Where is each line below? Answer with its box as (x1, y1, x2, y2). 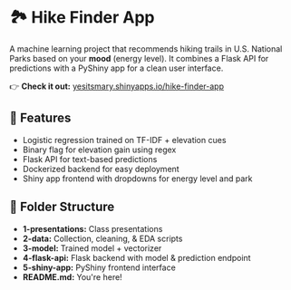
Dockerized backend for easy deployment (22, 163, 179, 174)
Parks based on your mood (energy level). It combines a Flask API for (9, 53, 269, 63)
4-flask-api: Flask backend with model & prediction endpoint (22, 252, 251, 263)
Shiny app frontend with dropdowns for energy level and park (22, 173, 253, 184)
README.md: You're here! (22, 271, 122, 282)
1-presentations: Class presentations (22, 223, 163, 234)
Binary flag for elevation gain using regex (22, 144, 177, 155)
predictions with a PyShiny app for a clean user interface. (9, 63, 224, 73)
